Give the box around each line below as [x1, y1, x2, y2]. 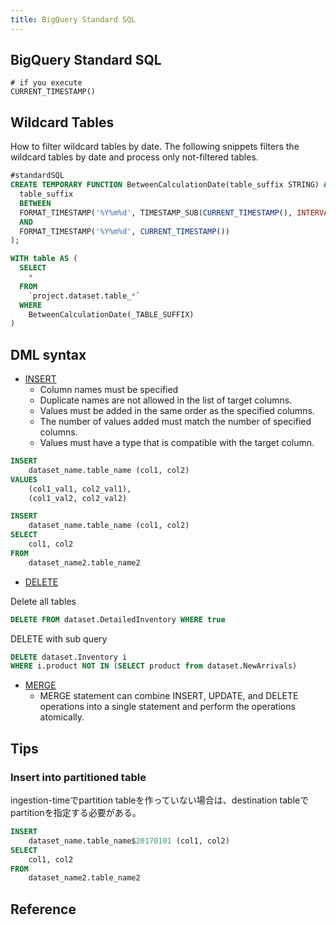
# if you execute [10, 78, 83, 88]
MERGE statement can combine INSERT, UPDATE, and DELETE [39, 690, 299, 702]
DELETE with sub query [10, 632, 108, 645]
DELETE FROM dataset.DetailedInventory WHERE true [10, 614, 226, 625]
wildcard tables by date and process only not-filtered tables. [10, 151, 259, 163]
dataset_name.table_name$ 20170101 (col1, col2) [28, 836, 230, 846]
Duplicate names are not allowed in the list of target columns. [39, 394, 293, 406]
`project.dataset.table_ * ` [28, 291, 141, 301]
